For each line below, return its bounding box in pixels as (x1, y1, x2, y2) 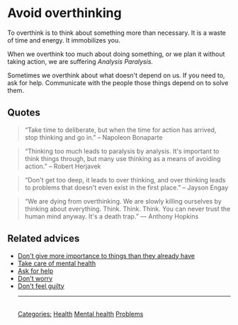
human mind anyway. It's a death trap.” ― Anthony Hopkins (24, 211, 199, 221)
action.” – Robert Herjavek (24, 162, 101, 170)
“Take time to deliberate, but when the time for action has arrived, (24, 126, 217, 134)
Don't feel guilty (17, 282, 65, 290)
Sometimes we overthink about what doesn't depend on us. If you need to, (7, 71, 225, 79)
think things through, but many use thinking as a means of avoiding (24, 154, 221, 162)
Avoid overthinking (7, 5, 122, 21)
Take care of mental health (17, 259, 96, 268)
